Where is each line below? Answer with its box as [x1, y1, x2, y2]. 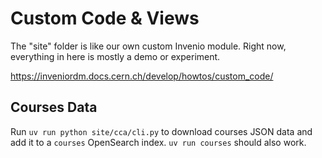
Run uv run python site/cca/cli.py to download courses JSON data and [10, 125, 313, 137]
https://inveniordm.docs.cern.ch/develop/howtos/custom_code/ [10, 70, 274, 82]
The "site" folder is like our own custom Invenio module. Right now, [10, 40, 287, 52]
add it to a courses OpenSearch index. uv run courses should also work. [10, 136, 307, 148]
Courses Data [10, 99, 98, 116]
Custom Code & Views [10, 7, 200, 30]
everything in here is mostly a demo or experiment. [10, 50, 221, 62]
